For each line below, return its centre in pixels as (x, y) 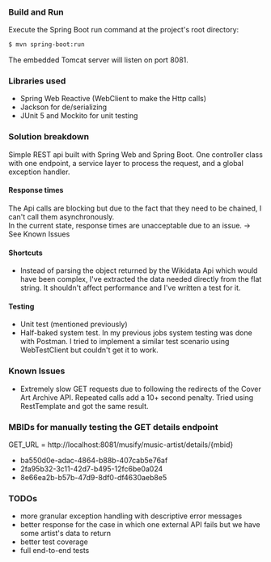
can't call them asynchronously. (61, 216)
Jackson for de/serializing (64, 107)
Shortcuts (25, 253)
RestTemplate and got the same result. (84, 406)
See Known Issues (39, 234)
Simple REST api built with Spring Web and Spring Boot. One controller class (135, 154)
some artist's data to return (66, 534)
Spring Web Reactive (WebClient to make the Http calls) (113, 99)
